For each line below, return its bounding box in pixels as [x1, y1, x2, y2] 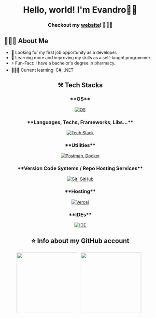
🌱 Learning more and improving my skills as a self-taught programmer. [11, 54, 152, 60]
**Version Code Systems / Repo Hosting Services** [17, 165, 143, 172]
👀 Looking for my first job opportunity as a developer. [11, 49, 117, 55]
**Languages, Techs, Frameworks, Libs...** [27, 119, 133, 126]
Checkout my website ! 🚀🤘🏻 [48, 22, 113, 29]
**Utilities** [65, 142, 96, 148]
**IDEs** [69, 211, 92, 218]
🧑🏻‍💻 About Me [4, 36, 48, 45]
